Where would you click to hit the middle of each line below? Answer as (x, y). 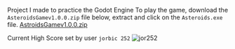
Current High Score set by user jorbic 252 (69, 38)
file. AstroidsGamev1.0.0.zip (47, 24)
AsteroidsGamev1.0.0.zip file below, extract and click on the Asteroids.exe (115, 17)
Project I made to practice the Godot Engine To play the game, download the (118, 10)
